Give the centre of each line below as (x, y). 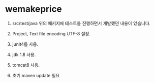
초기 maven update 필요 (36, 75)
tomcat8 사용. (26, 65)
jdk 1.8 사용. (24, 55)
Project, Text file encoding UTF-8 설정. (51, 33)
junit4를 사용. (25, 44)
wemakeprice (34, 9)
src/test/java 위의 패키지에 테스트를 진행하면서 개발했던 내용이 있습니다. (81, 23)
